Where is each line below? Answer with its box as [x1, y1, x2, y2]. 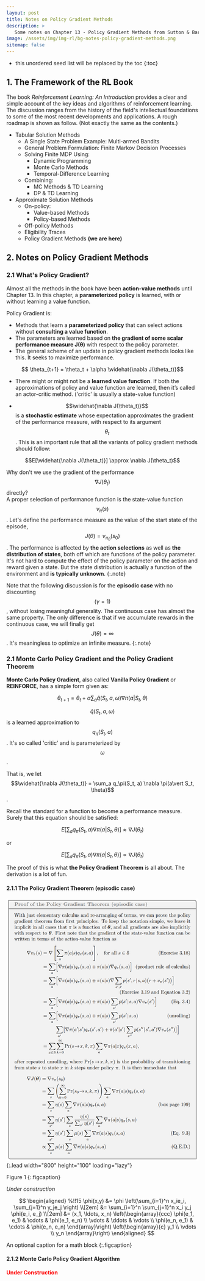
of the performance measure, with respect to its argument [15, 418, 162, 425]
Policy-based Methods [33, 215, 90, 223]
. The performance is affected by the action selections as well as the [6, 544, 181, 551]
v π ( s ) [96, 505, 109, 514]
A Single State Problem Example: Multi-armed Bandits [24, 137, 160, 145]
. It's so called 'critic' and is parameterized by [6, 739, 121, 747]
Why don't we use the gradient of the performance [6, 468, 134, 476]
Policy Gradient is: [6, 309, 52, 317]
